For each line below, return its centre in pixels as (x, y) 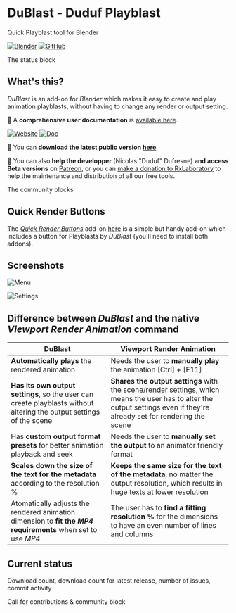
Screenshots (36, 265)
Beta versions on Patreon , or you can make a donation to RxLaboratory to (114, 168)
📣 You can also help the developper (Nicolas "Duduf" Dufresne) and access (118, 160)
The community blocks (40, 189)
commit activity (29, 588)
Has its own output (43, 386)
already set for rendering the (158, 417)
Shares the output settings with (164, 381)
